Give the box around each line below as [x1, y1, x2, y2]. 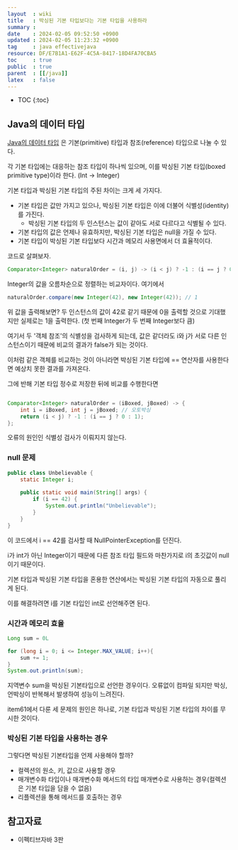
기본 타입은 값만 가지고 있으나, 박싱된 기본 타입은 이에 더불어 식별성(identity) [17, 202, 229, 210]
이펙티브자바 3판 [17, 835, 64, 844]
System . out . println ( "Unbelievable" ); [45, 502, 157, 509]
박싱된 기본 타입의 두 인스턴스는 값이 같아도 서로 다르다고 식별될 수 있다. [28, 219, 227, 228]
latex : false [7, 76, 55, 84]
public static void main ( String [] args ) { [20, 489, 147, 497]
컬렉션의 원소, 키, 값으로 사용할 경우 [17, 766, 116, 774]
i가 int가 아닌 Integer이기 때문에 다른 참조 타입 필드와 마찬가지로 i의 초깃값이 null [7, 551, 229, 559]
